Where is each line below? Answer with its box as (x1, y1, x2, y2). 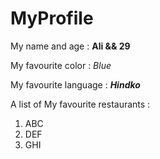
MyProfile (10, 7, 94, 30)
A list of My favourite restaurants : (10, 98, 151, 110)
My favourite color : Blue (10, 59, 112, 71)
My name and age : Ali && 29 (10, 40, 131, 52)
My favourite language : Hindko (10, 78, 141, 91)
